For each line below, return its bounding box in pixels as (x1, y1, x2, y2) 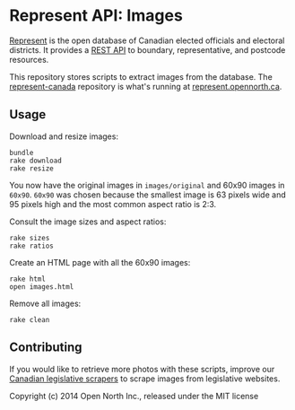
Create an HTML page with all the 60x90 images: (9, 257, 191, 267)
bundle (9, 148, 34, 157)
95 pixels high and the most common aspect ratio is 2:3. (9, 198, 217, 209)
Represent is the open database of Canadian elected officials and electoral (9, 35, 285, 46)
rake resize (9, 163, 54, 173)
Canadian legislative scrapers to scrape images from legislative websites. (9, 373, 281, 384)
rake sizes (9, 233, 50, 242)
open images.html (9, 282, 74, 292)
